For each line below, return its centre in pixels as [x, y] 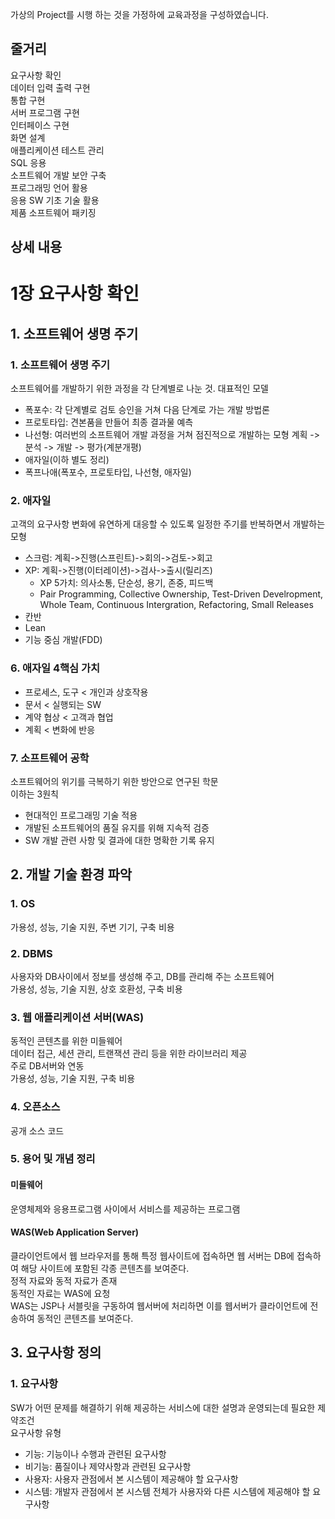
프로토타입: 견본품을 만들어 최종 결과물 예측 [109, 422]
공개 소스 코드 [37, 1130]
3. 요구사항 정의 [56, 1353]
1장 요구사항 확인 [75, 294]
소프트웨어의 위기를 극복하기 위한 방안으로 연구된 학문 [114, 781]
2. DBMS [31, 953]
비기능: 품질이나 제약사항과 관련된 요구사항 [108, 1466]
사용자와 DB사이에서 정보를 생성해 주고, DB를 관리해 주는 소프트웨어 [142, 976]
